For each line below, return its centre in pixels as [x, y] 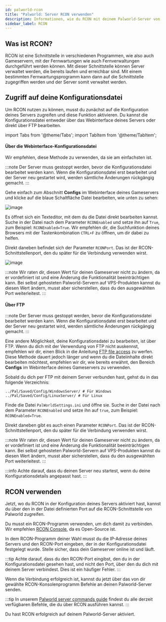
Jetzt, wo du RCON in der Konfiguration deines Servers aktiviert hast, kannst [83, 504]
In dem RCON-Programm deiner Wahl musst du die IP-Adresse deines [76, 539]
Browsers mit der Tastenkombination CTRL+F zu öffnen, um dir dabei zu [77, 233]
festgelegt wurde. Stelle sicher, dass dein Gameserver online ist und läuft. [80, 550]
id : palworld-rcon [24, 10]
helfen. [12, 238]
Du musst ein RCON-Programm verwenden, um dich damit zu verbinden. [79, 524]
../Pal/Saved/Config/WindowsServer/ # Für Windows [58, 392]
